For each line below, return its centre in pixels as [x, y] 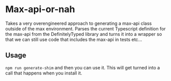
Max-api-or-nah [40, 9]
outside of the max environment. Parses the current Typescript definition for [85, 28]
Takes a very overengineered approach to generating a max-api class [79, 23]
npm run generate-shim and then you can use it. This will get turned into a [83, 67]
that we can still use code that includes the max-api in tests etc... [74, 39]
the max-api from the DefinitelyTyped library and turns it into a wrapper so [84, 34]
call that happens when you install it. [44, 73]
